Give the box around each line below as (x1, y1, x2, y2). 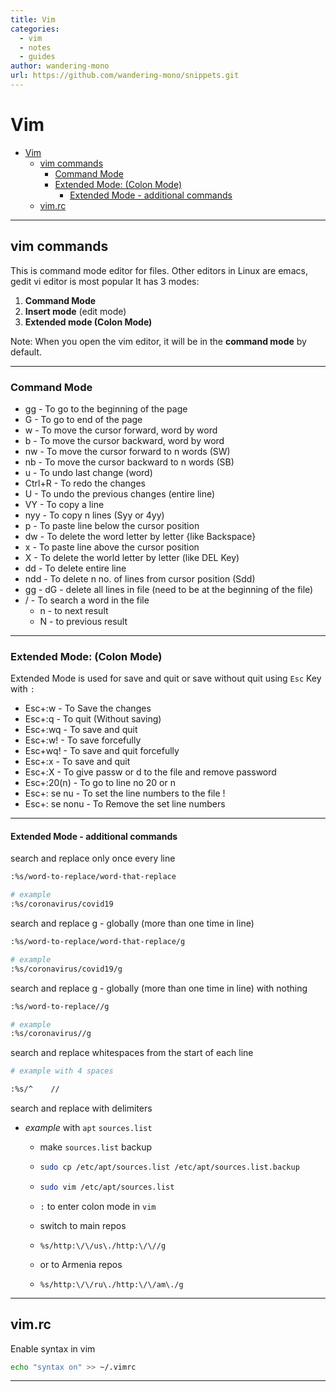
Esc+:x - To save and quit (24, 756, 131, 768)
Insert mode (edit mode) (24, 305, 127, 317)
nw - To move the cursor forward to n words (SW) (24, 445, 231, 457)
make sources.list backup (39, 1141, 153, 1153)
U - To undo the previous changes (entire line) (24, 487, 216, 500)
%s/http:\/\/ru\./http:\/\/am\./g (39, 1279, 184, 1290)
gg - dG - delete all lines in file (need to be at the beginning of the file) (24, 583, 314, 595)
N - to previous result (39, 615, 128, 627)
